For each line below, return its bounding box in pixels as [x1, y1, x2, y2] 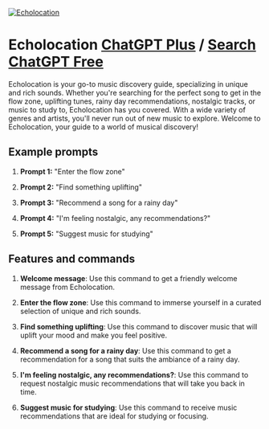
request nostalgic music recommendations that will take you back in [19, 378, 245, 388]
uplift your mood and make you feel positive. [19, 330, 168, 340]
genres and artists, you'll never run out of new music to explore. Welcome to [8, 113, 261, 123]
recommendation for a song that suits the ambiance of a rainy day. [19, 354, 240, 364]
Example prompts [8, 145, 99, 159]
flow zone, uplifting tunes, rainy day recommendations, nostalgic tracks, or [8, 96, 255, 106]
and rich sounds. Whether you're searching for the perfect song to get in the [8, 88, 262, 97]
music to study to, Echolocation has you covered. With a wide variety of [8, 104, 247, 114]
